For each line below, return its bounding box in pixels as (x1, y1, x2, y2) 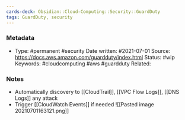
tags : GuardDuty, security (6, 14, 73, 20)
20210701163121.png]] (14, 108, 69, 115)
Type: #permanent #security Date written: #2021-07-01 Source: (14, 47, 171, 54)
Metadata (6, 34, 34, 42)
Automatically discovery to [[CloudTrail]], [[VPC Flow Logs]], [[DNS (14, 89, 180, 96)
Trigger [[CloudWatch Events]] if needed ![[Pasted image (14, 101, 154, 108)
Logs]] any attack (14, 94, 58, 102)
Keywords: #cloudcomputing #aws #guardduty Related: (14, 60, 151, 67)
